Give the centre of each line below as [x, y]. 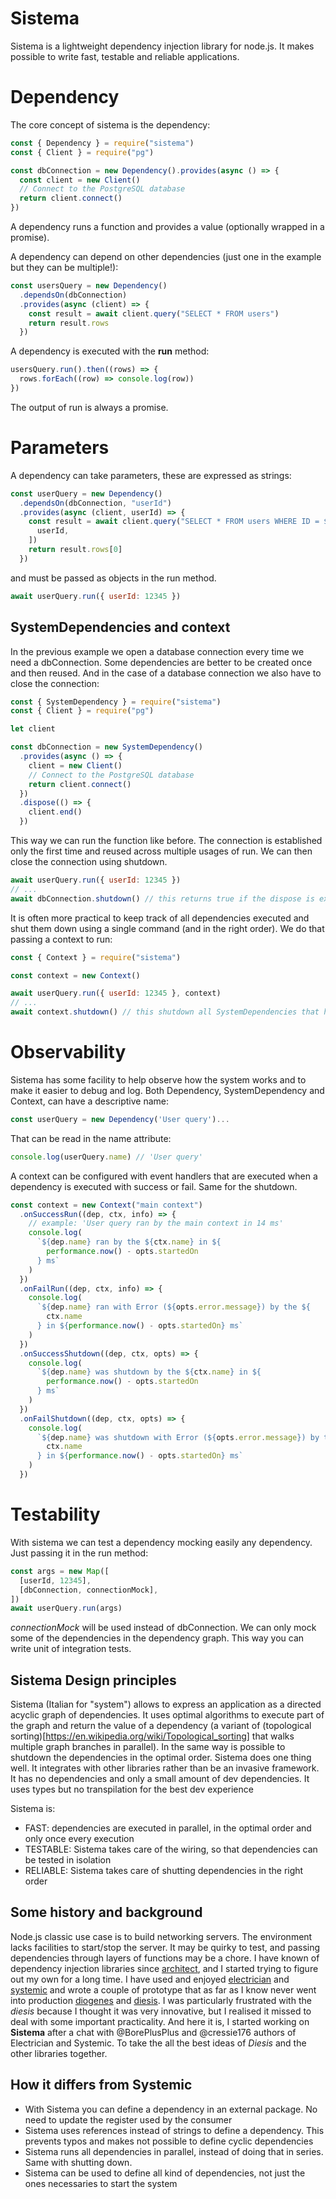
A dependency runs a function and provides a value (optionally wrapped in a [167, 226]
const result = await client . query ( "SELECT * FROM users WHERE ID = [174, 522]
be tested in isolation [68, 1860]
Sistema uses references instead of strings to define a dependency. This [174, 2130]
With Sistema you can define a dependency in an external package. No [171, 2109]
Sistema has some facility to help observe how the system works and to [158, 1079]
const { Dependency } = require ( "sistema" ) [102, 143]
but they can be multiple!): [64, 267]
